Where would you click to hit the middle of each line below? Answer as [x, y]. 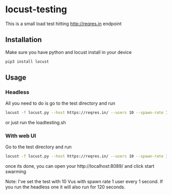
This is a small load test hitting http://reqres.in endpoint [63, 24]
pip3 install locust [27, 62]
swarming [16, 172]
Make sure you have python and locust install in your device [69, 52]
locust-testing [36, 9]
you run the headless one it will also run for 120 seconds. [65, 187]
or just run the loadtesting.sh [36, 123]
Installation [24, 40]
